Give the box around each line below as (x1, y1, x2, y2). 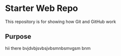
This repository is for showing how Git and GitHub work (5, 19, 116, 24)
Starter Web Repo (5, 3, 78, 14)
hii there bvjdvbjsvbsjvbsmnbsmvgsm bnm (5, 45, 91, 51)
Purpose (5, 33, 32, 41)
